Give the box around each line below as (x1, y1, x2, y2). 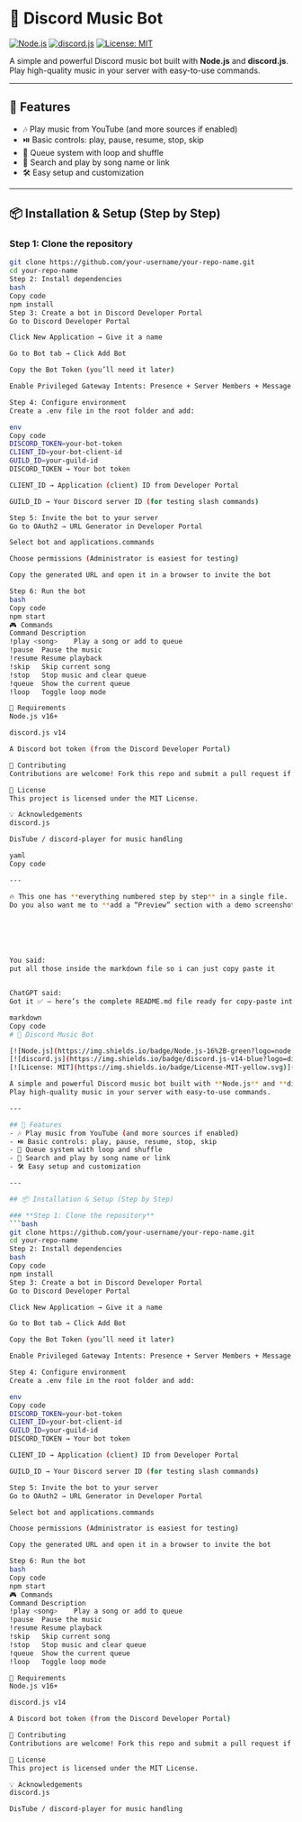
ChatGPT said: (9, 989, 63, 998)
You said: (9, 956, 47, 966)
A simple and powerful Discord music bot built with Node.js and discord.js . (9, 55, 289, 66)
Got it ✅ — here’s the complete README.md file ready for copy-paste (9, 997, 277, 1006)
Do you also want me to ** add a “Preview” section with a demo (9, 901, 252, 910)
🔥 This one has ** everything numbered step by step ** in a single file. (9, 892, 289, 901)
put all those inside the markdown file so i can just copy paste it (9, 965, 276, 974)
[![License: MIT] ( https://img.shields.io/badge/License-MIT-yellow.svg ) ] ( (9, 1063, 296, 1072)
